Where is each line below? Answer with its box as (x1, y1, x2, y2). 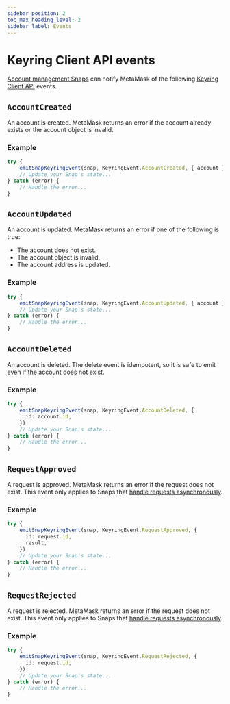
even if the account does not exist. (7, 368, 105, 376)
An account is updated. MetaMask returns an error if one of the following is (7, 225, 219, 234)
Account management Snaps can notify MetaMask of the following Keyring (7, 75, 219, 83)
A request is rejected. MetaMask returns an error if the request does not (7, 607, 210, 615)
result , (25, 539, 48, 546)
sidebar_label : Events (7, 23, 72, 29)
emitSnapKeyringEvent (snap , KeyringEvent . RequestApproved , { (19, 527, 197, 534)
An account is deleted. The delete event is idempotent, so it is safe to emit (7, 360, 216, 368)
